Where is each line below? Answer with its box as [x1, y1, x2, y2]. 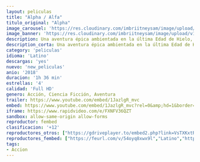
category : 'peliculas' [6, 47, 62, 53]
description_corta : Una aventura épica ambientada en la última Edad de [6, 42, 190, 48]
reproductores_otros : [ [6, 130, 65, 136]
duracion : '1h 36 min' [6, 75, 62, 81]
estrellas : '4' [6, 81, 44, 87]
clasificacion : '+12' [6, 125, 60, 131]
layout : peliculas [6, 8, 52, 15]
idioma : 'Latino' [6, 53, 49, 59]
